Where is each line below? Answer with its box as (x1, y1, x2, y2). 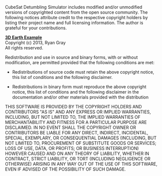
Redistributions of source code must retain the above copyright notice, (12, 69, 155, 75)
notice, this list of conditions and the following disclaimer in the (12, 89, 139, 95)
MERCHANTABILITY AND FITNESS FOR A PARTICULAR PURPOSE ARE (5, 120, 147, 125)
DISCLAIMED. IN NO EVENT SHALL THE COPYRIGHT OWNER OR (5, 125, 137, 130)
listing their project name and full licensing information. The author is (5, 20, 143, 25)
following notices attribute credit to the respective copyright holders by (5, 15, 148, 20)
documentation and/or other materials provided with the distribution (12, 94, 149, 100)
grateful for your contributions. (5, 25, 67, 31)
